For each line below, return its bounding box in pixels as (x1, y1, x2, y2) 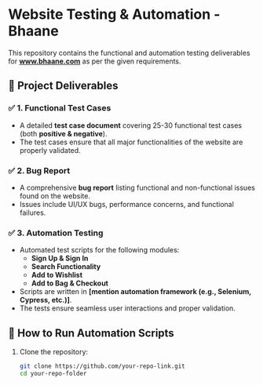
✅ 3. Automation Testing (8, 227, 104, 238)
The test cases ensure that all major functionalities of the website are (19, 137, 243, 147)
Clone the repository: (19, 347, 89, 357)
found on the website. (19, 191, 90, 201)
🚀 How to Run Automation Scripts (8, 326, 174, 340)
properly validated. (19, 145, 81, 154)
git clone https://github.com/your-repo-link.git (19, 362, 186, 370)
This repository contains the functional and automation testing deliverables (8, 48, 250, 57)
